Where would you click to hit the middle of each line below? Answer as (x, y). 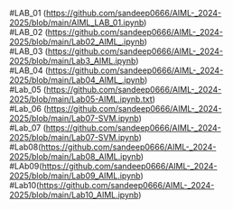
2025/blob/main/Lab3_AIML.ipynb (73, 61)
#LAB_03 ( (28, 51)
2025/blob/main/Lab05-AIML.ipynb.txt (81, 99)
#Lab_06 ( (28, 109)
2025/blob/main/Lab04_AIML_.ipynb (77, 80)
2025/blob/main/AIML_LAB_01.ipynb (77, 23)
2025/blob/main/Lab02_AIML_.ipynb (77, 41)
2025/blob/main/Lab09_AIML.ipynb (75, 176)
